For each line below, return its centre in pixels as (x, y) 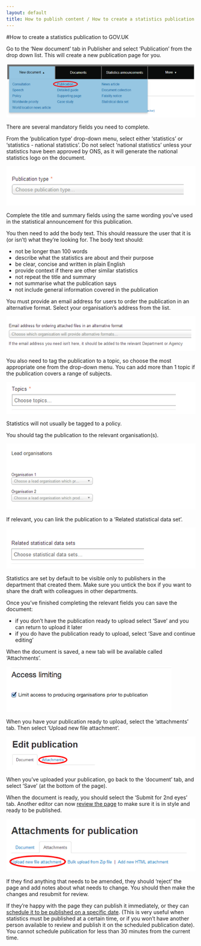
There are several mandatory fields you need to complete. (78, 127)
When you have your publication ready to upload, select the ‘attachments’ (97, 721)
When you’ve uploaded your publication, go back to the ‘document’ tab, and (100, 779)
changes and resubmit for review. (47, 894)
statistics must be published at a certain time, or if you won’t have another (98, 918)
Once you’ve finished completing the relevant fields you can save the (92, 603)
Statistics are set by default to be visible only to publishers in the (86, 578)
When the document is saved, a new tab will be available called (85, 651)
